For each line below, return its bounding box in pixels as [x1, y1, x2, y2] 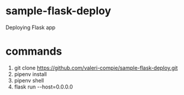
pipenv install [14, 70, 47, 78]
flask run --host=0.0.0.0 [14, 83, 74, 90]
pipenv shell [14, 77, 44, 84]
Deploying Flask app [5, 24, 56, 31]
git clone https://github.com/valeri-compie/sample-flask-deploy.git [14, 64, 178, 71]
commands [5, 45, 62, 58]
